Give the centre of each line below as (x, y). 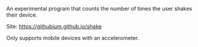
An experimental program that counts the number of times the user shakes (99, 9)
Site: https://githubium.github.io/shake (54, 26)
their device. (22, 15)
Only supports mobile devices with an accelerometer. (73, 38)
